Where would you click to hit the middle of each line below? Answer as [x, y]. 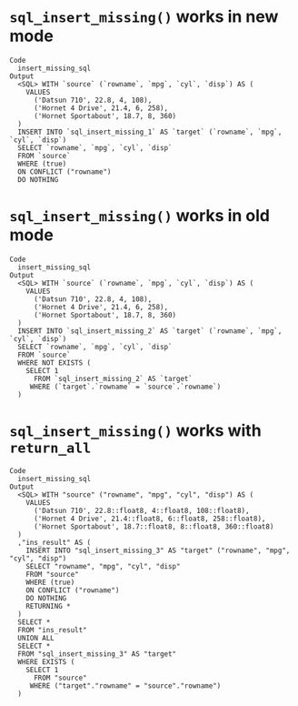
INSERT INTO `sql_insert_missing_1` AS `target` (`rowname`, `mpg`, [150, 132]
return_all [50, 448]
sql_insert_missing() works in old [140, 216]
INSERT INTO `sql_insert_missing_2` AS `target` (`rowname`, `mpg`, [150, 331]
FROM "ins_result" [53, 630]
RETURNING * [48, 606]
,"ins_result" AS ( [55, 542]
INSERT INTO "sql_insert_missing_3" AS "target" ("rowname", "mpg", [158, 550]
